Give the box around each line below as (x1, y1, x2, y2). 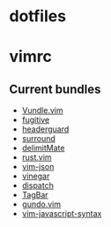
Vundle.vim (21, 105, 63, 116)
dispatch (21, 180, 55, 191)
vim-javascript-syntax (21, 208, 102, 219)
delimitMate (21, 143, 65, 154)
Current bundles (9, 81, 101, 96)
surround (21, 133, 55, 144)
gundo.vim (21, 199, 62, 209)
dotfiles (9, 6, 67, 26)
